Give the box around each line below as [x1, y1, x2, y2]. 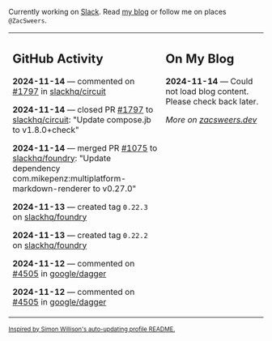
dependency [12, 162, 61, 173]
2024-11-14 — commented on [12, 75, 135, 87]
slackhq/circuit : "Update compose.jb [12, 113, 151, 125]
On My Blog [165, 50, 235, 66]
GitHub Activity [12, 50, 104, 66]
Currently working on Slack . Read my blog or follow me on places [8, 7, 227, 16]
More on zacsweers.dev [165, 113, 257, 125]
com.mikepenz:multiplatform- [12, 173, 127, 184]
